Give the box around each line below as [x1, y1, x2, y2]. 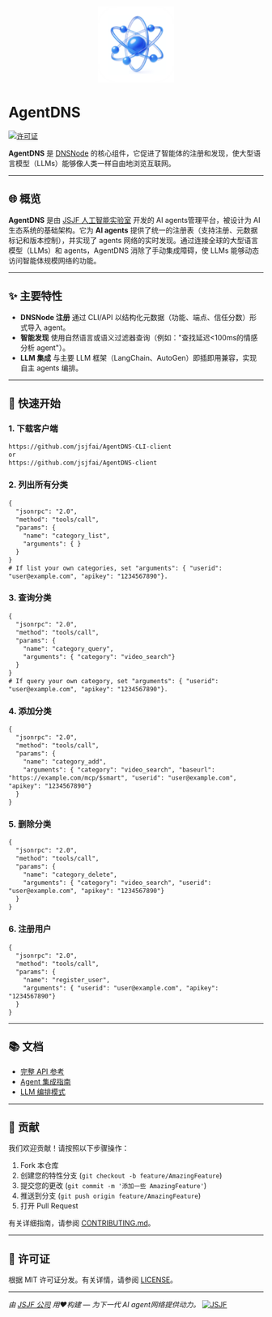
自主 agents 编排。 [19, 363, 83, 373]
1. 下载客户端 [8, 422, 58, 434]
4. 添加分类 [8, 705, 52, 716]
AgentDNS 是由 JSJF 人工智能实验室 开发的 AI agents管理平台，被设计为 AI [8, 215, 261, 224]
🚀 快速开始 [8, 396, 61, 410]
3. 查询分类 [8, 592, 52, 604]
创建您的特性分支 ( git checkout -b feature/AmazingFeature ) [19, 1170, 223, 1181]
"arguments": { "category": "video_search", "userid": [23, 879, 212, 887]
